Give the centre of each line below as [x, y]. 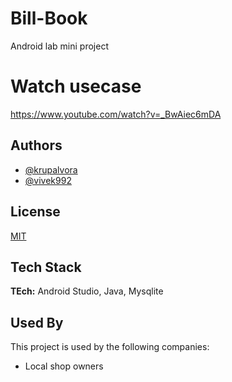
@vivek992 [48, 180]
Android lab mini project [59, 46]
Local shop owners [64, 366]
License [35, 212]
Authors [36, 145]
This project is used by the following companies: [110, 347]
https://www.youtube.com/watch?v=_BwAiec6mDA [116, 114]
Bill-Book [49, 18]
